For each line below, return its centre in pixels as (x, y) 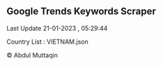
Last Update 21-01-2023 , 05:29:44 (57, 28)
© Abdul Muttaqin (32, 55)
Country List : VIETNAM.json (47, 42)
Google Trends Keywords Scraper (81, 11)
